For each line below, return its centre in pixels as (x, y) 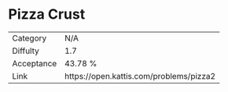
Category (29, 38)
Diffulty (26, 51)
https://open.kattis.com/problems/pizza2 (140, 76)
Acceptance (35, 63)
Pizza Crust (47, 14)
